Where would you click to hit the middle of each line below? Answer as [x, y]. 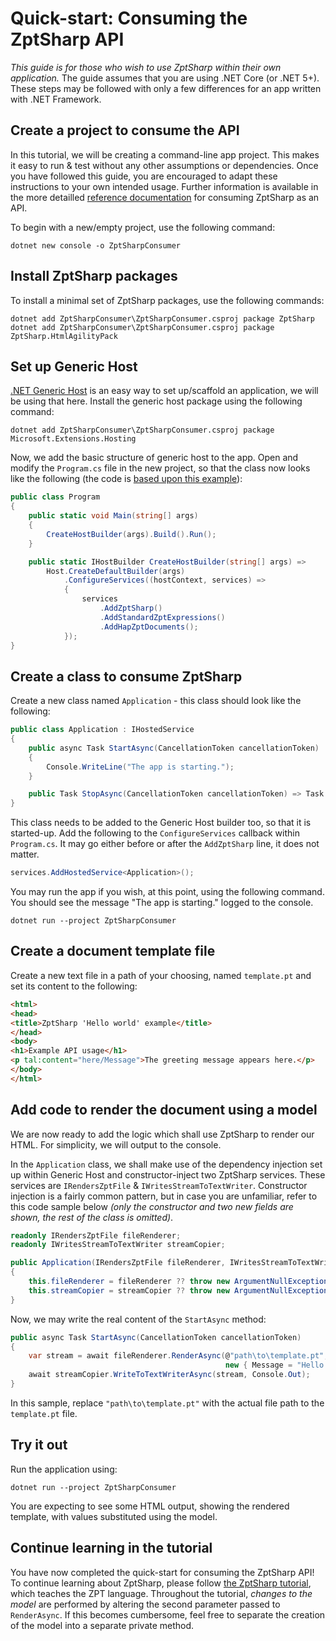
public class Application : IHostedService [102, 730]
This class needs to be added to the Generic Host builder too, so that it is [161, 823]
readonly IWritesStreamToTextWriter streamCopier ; [118, 1245]
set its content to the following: [74, 986]
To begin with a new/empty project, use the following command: [143, 227]
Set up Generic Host [74, 366]
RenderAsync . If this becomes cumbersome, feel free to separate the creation [168, 1614]
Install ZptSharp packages [94, 276]
